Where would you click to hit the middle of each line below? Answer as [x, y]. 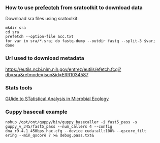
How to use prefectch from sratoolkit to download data [74, 8]
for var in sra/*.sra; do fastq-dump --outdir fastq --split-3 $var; [81, 41]
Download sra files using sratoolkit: [42, 19]
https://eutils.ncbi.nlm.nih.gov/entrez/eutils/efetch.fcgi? [63, 69]
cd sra [12, 32]
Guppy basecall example [36, 112]
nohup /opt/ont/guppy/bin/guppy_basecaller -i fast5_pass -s [71, 122]
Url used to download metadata [45, 58]
